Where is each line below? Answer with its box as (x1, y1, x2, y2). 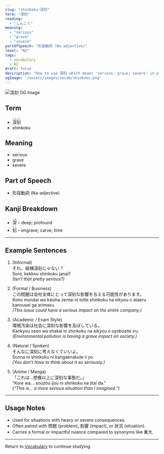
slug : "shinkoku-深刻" (5, 7, 50, 12)
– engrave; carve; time (18, 227, 63, 233)
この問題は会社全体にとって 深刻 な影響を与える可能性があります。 (12, 291, 144, 297)
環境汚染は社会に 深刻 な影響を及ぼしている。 (12, 322, 102, 328)
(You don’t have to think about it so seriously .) (12, 359, 105, 365)
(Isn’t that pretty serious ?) (12, 276, 65, 282)
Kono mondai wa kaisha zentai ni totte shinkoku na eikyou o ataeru (12, 297, 146, 303)
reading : (5, 16, 23, 21)
